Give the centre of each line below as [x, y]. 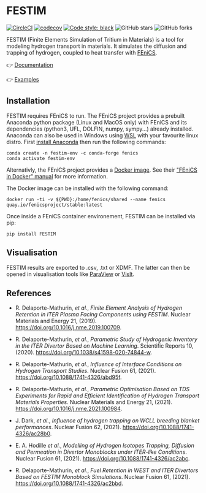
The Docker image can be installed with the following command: [87, 188]
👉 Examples [23, 79]
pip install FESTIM [31, 234]
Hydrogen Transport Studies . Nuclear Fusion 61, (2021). [86, 371]
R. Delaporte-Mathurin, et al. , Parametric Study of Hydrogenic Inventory [106, 339]
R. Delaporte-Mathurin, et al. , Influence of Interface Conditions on [98, 364]
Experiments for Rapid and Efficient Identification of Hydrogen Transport [107, 396]
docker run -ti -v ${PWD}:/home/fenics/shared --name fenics [86, 199]
